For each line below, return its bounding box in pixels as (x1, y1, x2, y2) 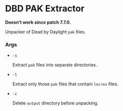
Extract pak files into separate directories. (12, 62, 97, 68)
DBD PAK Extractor (5, 3, 85, 14)
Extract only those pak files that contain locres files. (12, 81, 119, 87)
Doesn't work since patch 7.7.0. (5, 19, 71, 25)
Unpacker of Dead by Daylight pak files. (5, 29, 86, 35)
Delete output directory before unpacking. (12, 100, 99, 106)
